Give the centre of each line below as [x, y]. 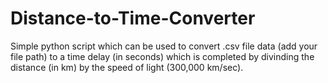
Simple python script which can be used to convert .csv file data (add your [164, 46]
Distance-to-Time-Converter [133, 18]
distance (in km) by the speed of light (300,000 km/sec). [127, 67]
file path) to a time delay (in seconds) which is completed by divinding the [162, 56]
